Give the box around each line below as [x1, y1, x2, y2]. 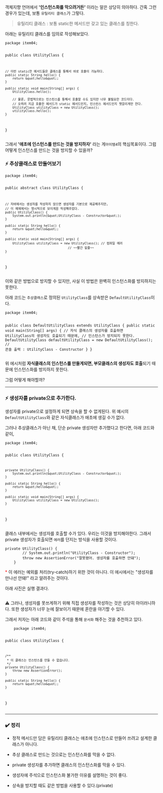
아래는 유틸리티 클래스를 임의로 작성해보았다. [5, 31, 90, 36]
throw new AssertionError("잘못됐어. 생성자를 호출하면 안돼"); [22, 556, 141, 561]
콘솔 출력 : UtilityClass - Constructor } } [5, 347, 93, 352]
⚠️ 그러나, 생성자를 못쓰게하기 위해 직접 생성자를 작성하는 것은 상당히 [5, 600, 135, 606]
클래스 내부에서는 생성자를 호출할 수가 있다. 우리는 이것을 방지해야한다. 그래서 [5, 531, 151, 536]
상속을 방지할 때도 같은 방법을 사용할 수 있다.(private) [12, 783, 113, 789]
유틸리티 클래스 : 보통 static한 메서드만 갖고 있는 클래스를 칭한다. [16, 21, 139, 26]
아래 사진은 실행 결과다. [5, 586, 49, 591]
